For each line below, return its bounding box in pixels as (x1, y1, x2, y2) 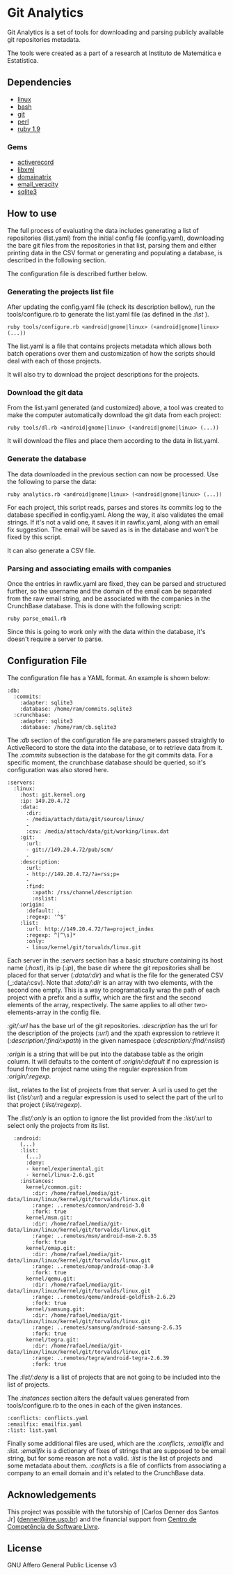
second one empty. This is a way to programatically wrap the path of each (7, 986, 220, 994)
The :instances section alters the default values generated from (7, 1394, 190, 1402)
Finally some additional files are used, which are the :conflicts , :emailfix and (7, 1439, 225, 1447)
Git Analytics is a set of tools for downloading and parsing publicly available (7, 28, 224, 36)
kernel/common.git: (25, 1184, 82, 1191)
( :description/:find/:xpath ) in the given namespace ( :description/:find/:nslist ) (7, 1036, 226, 1044)
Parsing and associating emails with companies (7, 564, 172, 573)
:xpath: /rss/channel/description (32, 889, 132, 896)
